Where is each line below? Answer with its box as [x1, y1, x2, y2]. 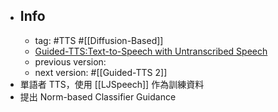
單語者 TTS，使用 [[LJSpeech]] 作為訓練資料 [19, 78, 205, 90]
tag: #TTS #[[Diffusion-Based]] [34, 34, 164, 46]
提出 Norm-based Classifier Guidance [19, 90, 177, 103]
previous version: [34, 55, 107, 68]
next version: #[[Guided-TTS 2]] [34, 66, 168, 78]
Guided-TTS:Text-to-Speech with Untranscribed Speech [34, 45, 268, 57]
